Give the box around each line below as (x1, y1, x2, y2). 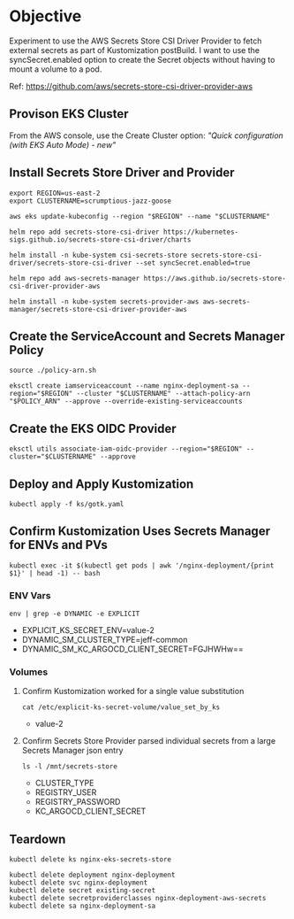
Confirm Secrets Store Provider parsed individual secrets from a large (21, 736, 276, 746)
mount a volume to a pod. (9, 64, 102, 74)
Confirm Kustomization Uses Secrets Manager (9, 524, 271, 539)
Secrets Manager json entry (21, 745, 124, 756)
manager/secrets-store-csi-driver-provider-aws (9, 305, 188, 313)
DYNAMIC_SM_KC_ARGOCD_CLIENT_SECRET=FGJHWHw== (21, 644, 245, 654)
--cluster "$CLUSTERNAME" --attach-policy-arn (76, 390, 251, 398)
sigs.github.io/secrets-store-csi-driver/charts (9, 235, 192, 244)
